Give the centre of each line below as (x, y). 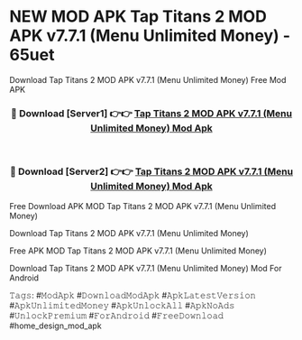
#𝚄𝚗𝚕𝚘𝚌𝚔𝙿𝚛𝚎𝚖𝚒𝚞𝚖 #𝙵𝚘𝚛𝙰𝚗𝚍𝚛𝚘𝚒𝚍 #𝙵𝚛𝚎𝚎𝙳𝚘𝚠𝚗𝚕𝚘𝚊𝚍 (116, 315)
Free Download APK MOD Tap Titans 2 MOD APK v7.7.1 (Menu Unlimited (143, 206)
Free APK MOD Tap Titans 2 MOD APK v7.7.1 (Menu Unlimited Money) (138, 251)
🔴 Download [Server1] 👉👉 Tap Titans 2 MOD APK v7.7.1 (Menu (151, 113)
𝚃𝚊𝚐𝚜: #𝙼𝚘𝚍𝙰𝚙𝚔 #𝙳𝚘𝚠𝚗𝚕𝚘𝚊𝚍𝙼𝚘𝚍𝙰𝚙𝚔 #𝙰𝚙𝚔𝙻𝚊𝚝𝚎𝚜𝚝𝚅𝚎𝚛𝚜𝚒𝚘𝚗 (133, 295)
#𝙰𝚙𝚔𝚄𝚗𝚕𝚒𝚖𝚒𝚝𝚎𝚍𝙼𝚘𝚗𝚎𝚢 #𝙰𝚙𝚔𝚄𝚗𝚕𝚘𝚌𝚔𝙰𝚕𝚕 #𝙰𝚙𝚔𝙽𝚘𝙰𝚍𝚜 (122, 305)
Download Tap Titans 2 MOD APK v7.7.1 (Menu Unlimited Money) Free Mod (148, 79)
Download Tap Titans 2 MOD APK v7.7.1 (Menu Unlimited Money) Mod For (146, 268)
